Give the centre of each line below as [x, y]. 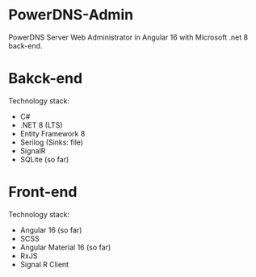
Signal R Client [44, 264]
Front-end [43, 192]
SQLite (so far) [44, 159]
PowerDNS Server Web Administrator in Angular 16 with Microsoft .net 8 [128, 37]
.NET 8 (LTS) [41, 125]
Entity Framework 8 [52, 133]
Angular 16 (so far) [51, 230]
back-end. [25, 45]
